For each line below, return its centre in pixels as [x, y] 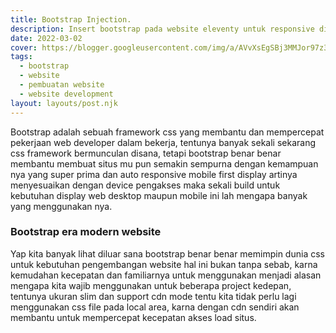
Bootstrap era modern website [86, 232]
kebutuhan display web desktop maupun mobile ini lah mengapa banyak [159, 195]
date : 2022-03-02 [46, 38]
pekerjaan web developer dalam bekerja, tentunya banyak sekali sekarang [163, 142]
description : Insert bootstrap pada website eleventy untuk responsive [162, 29]
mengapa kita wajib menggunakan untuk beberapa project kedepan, [151, 285]
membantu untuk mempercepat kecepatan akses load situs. [133, 317]
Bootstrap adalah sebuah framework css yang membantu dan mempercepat [167, 132]
